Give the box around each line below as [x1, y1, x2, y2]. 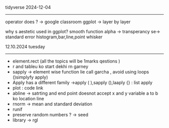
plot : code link [12, 85, 44, 91]
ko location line [12, 96, 44, 101]
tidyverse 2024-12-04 [5, 5, 51, 10]
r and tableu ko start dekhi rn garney [12, 63, 89, 70]
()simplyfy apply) [12, 74, 48, 80]
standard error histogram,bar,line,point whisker [5, 34, 103, 40]
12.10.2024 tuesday [5, 44, 45, 49]
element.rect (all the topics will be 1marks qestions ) [12, 58, 121, 64]
